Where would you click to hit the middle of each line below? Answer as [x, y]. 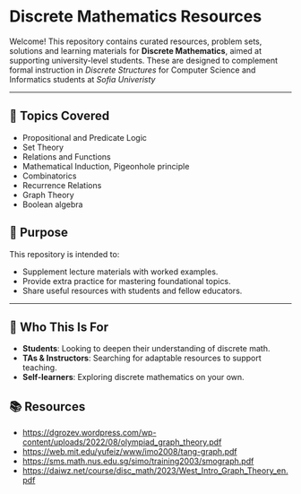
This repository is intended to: [64, 254]
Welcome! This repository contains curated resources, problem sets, [136, 41]
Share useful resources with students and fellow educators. [132, 290]
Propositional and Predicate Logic [85, 137]
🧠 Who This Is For [59, 327]
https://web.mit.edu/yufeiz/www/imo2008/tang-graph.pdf [129, 452]
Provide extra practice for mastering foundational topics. [126, 281]
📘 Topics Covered [60, 116]
